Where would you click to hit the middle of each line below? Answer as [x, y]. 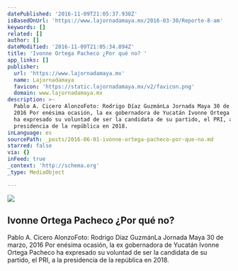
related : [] [25, 34]
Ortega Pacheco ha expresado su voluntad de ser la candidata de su [107, 253]
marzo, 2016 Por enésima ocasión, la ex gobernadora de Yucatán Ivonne [113, 245]
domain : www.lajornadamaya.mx [58, 93]
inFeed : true [27, 159]
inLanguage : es [30, 133]
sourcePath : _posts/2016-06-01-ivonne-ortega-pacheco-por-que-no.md [110, 139]
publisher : [23, 67]
